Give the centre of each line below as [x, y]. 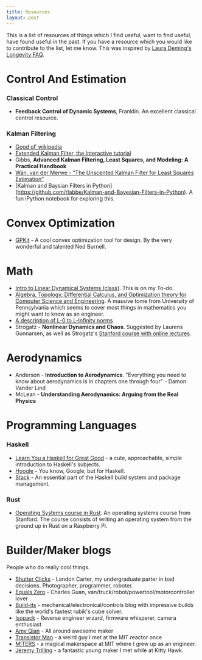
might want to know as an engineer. [60, 314]
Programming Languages [71, 426]
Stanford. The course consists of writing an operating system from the [103, 519]
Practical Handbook [41, 166]
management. [33, 484]
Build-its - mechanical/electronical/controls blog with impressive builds [104, 605]
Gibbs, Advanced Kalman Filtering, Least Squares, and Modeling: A [102, 160]
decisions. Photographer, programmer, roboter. [74, 585]
